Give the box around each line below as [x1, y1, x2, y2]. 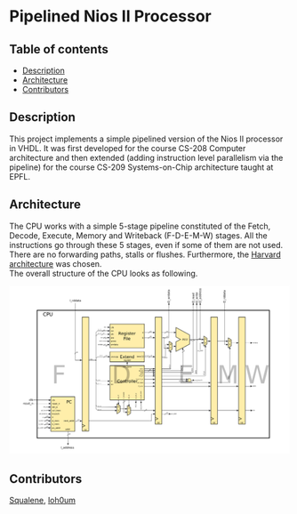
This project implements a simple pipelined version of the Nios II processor [9, 133, 284, 144]
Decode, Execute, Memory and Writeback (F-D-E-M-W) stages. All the [9, 229, 269, 241]
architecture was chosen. [9, 258, 102, 269]
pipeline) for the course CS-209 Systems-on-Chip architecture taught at [9, 162, 274, 173]
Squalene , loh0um [9, 495, 76, 506]
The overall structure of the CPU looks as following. [9, 268, 198, 278]
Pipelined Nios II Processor [9, 6, 212, 27]
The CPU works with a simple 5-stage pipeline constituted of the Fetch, [9, 221, 271, 231]
